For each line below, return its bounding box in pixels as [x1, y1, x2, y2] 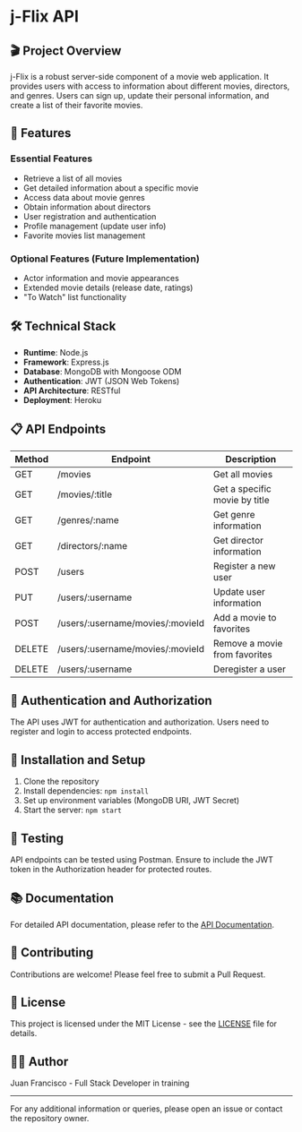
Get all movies [212, 467, 273, 480]
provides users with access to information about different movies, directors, [10, 81, 290, 91]
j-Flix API [10, 6, 80, 27]
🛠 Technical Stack [10, 319, 116, 334]
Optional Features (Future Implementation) [10, 253, 200, 265]
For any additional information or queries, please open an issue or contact [10, 1103, 283, 1114]
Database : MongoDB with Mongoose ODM [22, 365, 182, 377]
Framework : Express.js [22, 356, 110, 367]
